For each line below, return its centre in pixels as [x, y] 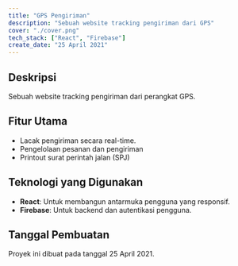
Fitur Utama [38, 121]
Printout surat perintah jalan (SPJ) [75, 157]
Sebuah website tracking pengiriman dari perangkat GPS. [102, 96]
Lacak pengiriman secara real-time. [78, 141]
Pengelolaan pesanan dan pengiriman [82, 148]
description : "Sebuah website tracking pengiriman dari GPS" [111, 23]
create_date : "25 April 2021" [58, 45]
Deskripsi [33, 77]
